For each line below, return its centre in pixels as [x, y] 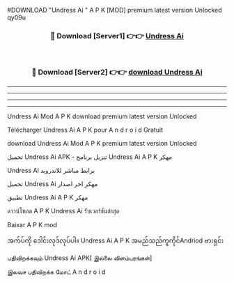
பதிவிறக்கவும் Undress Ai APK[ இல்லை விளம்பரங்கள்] [80, 258]
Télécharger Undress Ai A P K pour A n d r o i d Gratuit [85, 130]
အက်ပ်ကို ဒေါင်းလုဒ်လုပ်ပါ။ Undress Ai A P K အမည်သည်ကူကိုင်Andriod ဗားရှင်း [116, 240]
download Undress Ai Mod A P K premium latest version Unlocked [102, 143]
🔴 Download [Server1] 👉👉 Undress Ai [117, 36]
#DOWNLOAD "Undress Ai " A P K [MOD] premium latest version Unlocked [115, 10]
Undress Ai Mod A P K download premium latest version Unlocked [102, 116]
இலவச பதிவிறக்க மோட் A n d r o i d [56, 272]
